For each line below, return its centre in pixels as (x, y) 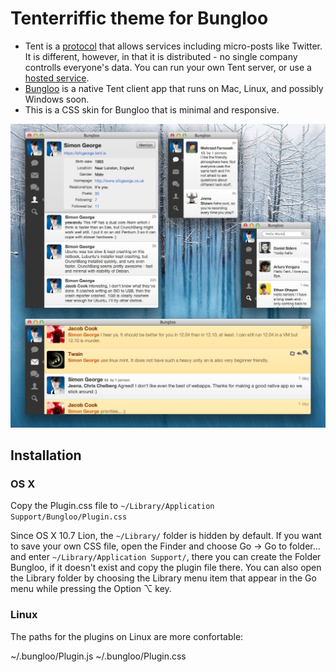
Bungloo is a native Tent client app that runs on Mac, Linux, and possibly (174, 88)
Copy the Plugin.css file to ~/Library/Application (112, 506)
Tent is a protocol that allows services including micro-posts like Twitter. (173, 46)
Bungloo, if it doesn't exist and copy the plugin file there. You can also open (166, 568)
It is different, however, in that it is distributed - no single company (161, 56)
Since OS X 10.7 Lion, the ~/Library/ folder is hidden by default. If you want (166, 536)
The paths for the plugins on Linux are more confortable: (127, 636)
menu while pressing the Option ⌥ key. (91, 589)
